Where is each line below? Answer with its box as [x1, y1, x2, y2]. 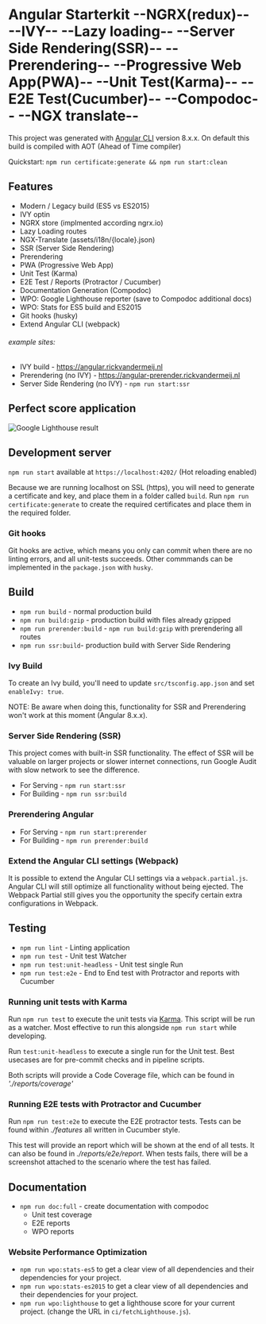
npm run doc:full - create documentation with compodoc [19, 1202, 209, 1211]
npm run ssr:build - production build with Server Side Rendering [19, 640, 231, 650]
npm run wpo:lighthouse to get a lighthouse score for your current [19, 1299, 236, 1308]
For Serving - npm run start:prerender [19, 827, 147, 836]
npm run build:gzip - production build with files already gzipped [19, 615, 232, 624]
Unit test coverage [31, 1210, 93, 1220]
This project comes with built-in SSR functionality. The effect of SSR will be [8, 748, 254, 758]
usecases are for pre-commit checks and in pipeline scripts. [8, 1055, 205, 1064]
